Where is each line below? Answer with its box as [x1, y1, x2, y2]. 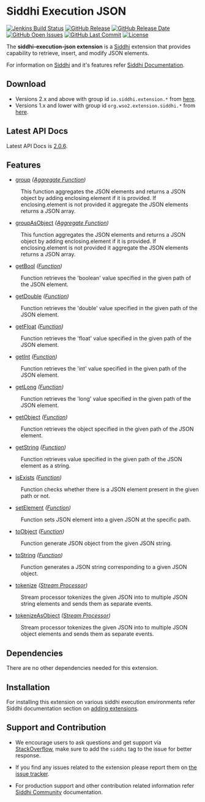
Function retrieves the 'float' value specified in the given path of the [20, 335, 192, 342]
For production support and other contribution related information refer [15, 782, 195, 789]
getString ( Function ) [15, 444, 66, 451]
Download [6, 79, 46, 89]
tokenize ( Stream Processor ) [15, 582, 88, 589]
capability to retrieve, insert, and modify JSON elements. [6, 49, 149, 56]
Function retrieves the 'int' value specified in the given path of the [20, 365, 187, 373]
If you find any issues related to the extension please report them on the [15, 763, 197, 771]
